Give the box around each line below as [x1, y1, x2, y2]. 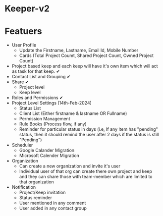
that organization [19, 179, 54, 185]
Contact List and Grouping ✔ [11, 74, 71, 80]
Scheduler [11, 142, 33, 148]
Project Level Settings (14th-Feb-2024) [11, 100, 92, 106]
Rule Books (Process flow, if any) [19, 121, 87, 127]
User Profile [11, 42, 37, 48]
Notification [11, 184, 36, 190]
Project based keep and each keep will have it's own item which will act [11, 63, 158, 69]
